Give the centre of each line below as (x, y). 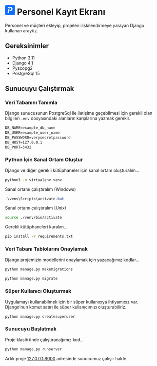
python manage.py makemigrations (39, 269)
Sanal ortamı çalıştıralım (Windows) (40, 189)
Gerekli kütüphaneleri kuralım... (36, 227)
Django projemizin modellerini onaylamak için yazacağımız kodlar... (72, 260)
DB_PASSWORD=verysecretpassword (38, 138)
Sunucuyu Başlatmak (31, 329)
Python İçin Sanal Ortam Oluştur (44, 160)
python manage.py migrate (31, 279)
